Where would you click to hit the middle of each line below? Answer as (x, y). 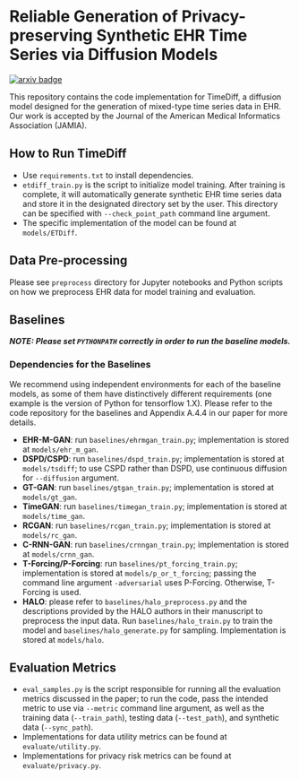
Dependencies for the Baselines (80, 365)
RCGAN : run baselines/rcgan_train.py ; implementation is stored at (146, 525)
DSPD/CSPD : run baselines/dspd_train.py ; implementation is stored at (153, 458)
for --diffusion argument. (70, 478)
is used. (67, 592)
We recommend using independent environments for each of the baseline (145, 384)
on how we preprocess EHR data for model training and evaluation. (133, 291)
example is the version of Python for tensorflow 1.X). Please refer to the (141, 403)
